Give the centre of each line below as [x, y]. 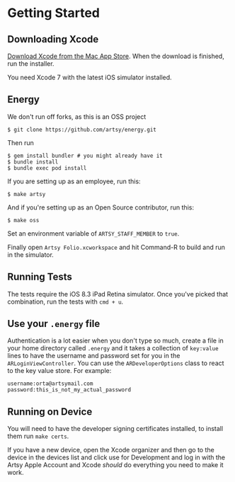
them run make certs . [38, 436]
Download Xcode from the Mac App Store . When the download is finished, [116, 56]
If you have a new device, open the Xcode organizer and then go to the [111, 450]
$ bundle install [33, 162]
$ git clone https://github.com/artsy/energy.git [82, 130]
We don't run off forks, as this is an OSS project [77, 116]
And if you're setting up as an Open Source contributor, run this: [101, 207]
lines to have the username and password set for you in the [94, 356]
